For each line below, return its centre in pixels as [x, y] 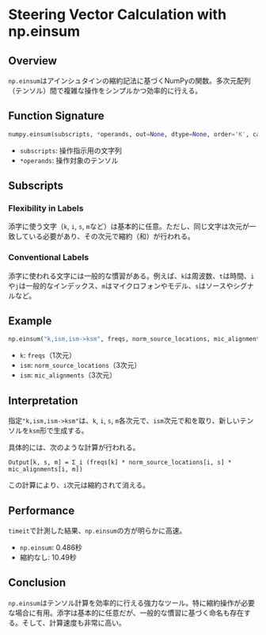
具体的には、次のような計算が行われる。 [74, 448]
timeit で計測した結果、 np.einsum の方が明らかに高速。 [97, 530]
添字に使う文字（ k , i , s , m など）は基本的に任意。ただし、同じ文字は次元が [129, 227]
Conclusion [37, 583]
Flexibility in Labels [46, 208]
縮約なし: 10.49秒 [48, 557]
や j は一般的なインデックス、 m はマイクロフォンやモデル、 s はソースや [121, 285]
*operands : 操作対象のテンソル [69, 160]
